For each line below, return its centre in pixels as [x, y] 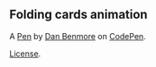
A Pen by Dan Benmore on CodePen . [78, 36]
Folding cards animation [78, 15]
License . [25, 54]
